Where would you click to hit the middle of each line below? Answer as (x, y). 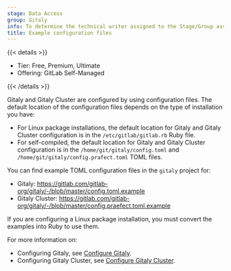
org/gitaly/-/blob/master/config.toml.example (81, 191)
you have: (21, 114)
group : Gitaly (27, 20)
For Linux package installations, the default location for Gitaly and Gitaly (119, 128)
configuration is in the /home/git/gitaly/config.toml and (98, 150)
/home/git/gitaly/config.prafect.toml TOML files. (90, 157)
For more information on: (42, 240)
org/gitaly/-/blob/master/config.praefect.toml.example (93, 206)
